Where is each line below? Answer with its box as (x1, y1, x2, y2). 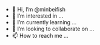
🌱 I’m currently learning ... (12, 19, 77, 26)
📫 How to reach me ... (12, 32, 68, 39)
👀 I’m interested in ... (12, 12, 64, 19)
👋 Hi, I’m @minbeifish (12, 6, 65, 13)
